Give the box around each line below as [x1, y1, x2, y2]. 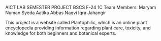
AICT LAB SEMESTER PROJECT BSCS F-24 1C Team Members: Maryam [5, 5, 156, 10]
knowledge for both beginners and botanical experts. [5, 30, 117, 36]
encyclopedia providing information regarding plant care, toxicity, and [5, 25, 151, 31]
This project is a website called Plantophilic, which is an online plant [5, 20, 147, 25]
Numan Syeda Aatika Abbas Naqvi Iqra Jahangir [5, 10, 106, 16]
